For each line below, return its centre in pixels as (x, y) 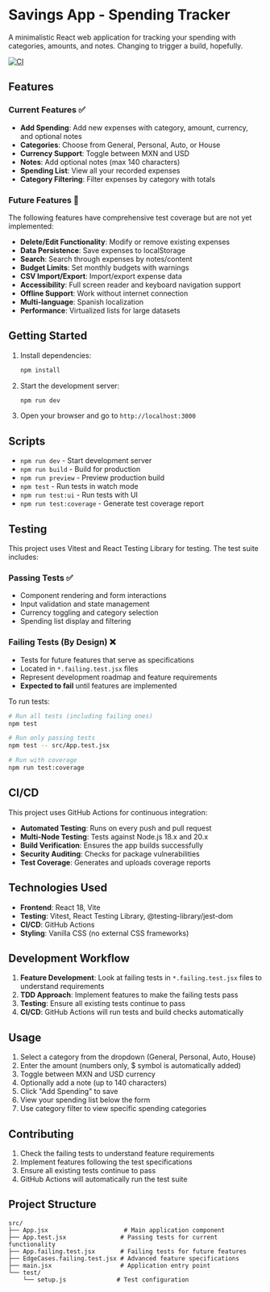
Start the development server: (70, 385)
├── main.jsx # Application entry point (110, 1265)
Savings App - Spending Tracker (120, 15)
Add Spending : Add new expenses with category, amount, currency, (134, 128)
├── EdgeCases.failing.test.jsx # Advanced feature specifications (124, 1258)
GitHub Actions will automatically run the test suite (104, 1179)
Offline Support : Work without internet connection (104, 293)
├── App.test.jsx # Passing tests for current (113, 1237)
